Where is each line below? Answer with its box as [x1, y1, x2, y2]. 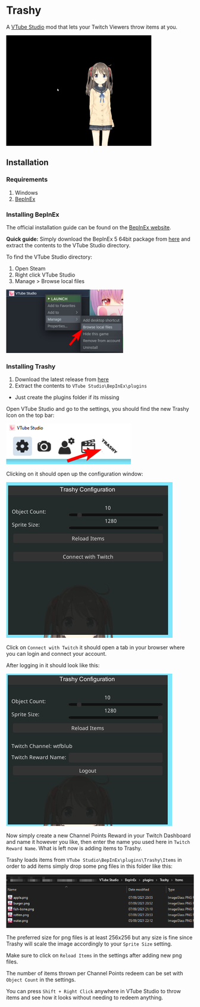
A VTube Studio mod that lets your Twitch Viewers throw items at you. [6, 23, 177, 30]
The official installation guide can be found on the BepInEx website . [6, 223, 171, 231]
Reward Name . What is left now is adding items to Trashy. [6, 845, 142, 852]
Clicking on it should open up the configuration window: [6, 470, 143, 478]
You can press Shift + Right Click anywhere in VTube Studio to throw [6, 988, 182, 995]
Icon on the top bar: [6, 412, 55, 419]
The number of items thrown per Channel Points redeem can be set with [6, 970, 183, 977]
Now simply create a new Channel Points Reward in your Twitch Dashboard [6, 832, 191, 839]
